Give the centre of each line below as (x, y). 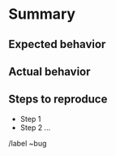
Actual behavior (49, 71)
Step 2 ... (35, 128)
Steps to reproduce (58, 100)
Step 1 (30, 119)
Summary (42, 14)
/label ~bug (28, 143)
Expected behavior (57, 44)
